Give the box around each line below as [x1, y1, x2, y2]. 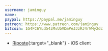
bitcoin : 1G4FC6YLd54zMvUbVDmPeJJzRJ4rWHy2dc [5, 26, 103, 31]
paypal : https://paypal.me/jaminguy [5, 17, 83, 22]
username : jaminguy [5, 7, 46, 13]
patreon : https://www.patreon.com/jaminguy [5, 21, 99, 27]
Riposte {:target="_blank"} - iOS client [12, 40, 91, 46]
